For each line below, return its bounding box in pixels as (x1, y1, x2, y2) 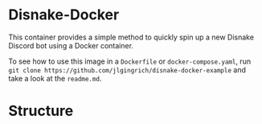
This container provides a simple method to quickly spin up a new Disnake (8, 32, 255, 42)
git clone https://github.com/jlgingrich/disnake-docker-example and (8, 64, 247, 74)
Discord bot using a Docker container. (8, 40, 134, 50)
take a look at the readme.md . (8, 73, 102, 83)
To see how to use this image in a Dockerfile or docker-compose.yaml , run (8, 56, 252, 66)
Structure (8, 102, 74, 120)
